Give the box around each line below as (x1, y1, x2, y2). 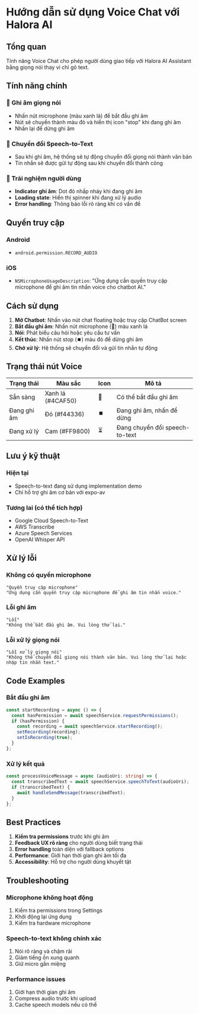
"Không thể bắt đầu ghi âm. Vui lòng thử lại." (6, 622, 126, 628)
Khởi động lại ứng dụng (14, 913, 72, 920)
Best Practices (6, 817, 61, 827)
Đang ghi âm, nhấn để (116, 406, 178, 415)
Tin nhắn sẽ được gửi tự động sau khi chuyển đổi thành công (14, 159, 163, 166)
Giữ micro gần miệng (14, 961, 66, 968)
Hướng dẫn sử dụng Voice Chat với (6, 5, 180, 19)
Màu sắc (56, 379, 81, 387)
